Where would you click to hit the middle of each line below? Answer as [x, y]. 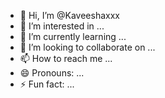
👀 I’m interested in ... [62, 26]
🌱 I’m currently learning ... [73, 36]
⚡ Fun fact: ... [47, 84]
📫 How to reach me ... [66, 58]
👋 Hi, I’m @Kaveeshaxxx [69, 15]
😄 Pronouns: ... [52, 73]
